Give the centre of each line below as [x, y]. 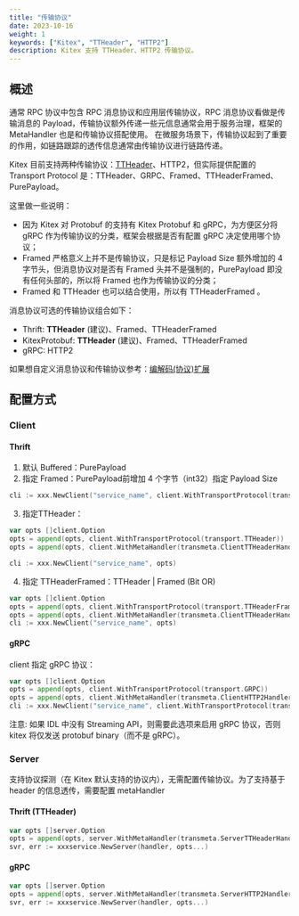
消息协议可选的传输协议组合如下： [72, 310]
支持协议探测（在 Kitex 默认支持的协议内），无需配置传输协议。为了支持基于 [147, 780]
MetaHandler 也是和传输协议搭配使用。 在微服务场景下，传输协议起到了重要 [148, 134]
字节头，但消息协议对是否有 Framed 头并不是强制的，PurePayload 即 [148, 269]
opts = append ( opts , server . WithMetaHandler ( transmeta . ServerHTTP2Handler [151, 895]
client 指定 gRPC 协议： [53, 664]
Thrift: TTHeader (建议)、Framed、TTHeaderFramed [119, 329]
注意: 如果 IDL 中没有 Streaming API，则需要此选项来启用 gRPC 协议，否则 [145, 724]
